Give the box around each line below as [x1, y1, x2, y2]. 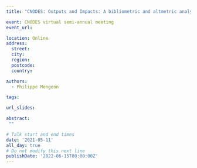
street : [11, 46, 30, 52]
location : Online [6, 35, 49, 41]
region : [11, 57, 30, 63]
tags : [6, 94, 19, 100]
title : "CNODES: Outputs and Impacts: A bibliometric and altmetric [6, 8, 177, 15]
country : [11, 68, 33, 74]
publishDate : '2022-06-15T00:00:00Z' [6, 153, 98, 159]
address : [6, 40, 28, 47]
